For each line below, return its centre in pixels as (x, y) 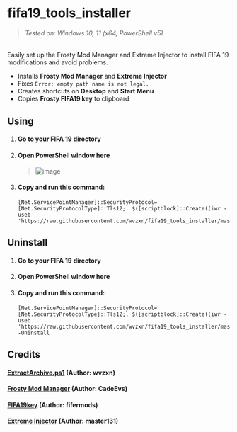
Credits (24, 354)
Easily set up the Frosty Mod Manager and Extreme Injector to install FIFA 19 (118, 55)
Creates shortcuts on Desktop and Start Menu (86, 91)
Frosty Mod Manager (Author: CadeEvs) (68, 389)
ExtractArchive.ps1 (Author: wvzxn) (61, 373)
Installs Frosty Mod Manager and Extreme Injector (92, 76)
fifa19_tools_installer (69, 13)
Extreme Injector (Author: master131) (63, 421)
